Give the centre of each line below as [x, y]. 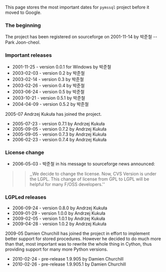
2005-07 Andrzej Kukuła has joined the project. [54, 114]
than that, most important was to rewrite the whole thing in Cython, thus [79, 244]
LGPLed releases [26, 197]
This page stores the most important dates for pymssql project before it [77, 7]
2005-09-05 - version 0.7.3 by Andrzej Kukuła [59, 134]
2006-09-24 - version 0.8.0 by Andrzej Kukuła [60, 208]
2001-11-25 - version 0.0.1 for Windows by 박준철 [62, 67]
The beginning [23, 25]
